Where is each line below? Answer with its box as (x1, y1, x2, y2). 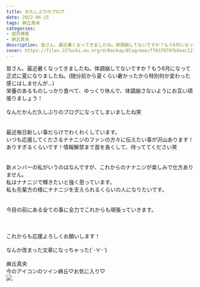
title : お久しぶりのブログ (6, 8, 65, 15)
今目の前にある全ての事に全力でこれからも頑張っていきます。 (6, 206, 157, 213)
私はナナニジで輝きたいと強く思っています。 (6, 178, 115, 186)
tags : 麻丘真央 (6, 20, 40, 26)
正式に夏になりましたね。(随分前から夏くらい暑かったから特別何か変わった (6, 72, 191, 79)
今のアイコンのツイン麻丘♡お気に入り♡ (6, 267, 105, 274)
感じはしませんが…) (6, 79, 55, 87)
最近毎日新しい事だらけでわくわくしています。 (6, 128, 121, 135)
